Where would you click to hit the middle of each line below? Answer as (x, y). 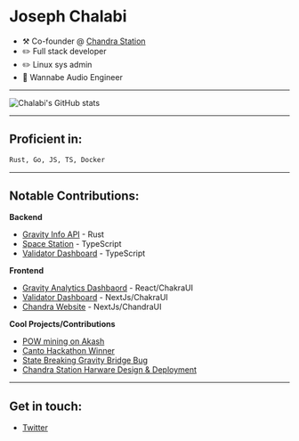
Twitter (35, 428)
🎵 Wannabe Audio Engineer (72, 77)
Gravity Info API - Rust (63, 234)
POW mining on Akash (63, 341)
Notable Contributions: (74, 196)
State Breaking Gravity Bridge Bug (85, 360)
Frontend (27, 271)
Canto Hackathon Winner (69, 351)
